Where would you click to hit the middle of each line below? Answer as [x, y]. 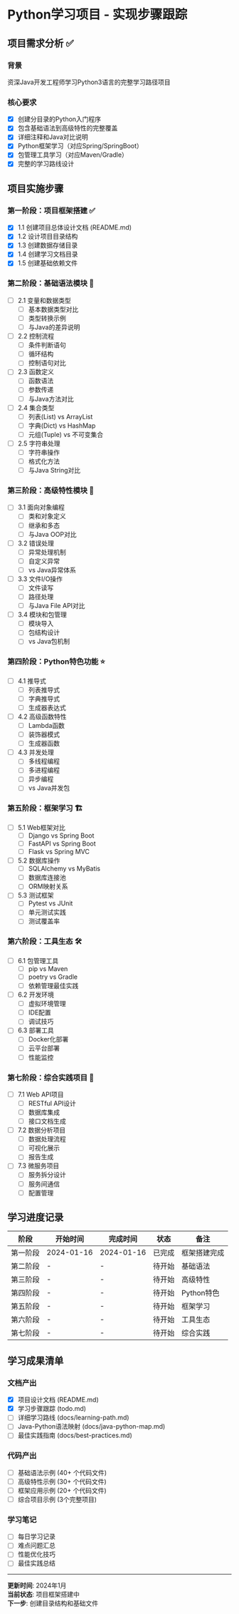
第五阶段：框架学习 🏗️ [45, 808]
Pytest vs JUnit [51, 903]
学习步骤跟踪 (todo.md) [52, 1409]
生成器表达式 [47, 707]
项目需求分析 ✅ [41, 43]
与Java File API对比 [57, 606]
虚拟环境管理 [47, 1004]
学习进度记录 [36, 1217]
